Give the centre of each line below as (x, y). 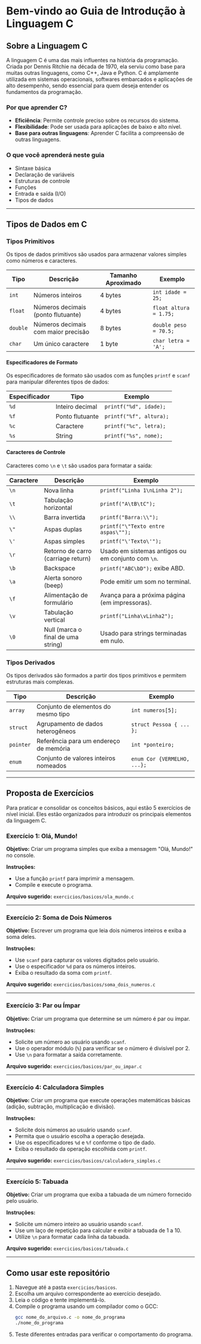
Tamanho (124, 275)
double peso (169, 325)
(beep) (54, 585)
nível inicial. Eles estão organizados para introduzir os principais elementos (99, 814)
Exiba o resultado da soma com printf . (63, 973)
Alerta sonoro (63, 577)
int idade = (169, 292)
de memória (54, 748)
